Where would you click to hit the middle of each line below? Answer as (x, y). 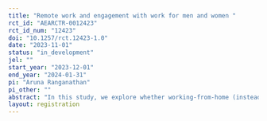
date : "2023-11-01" (41, 45)
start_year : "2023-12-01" (51, 68)
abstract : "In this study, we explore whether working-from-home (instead (135, 97)
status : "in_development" (51, 53)
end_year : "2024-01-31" (48, 75)
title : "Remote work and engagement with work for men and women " (122, 16)
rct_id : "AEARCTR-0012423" (53, 23)
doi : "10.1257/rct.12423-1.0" (58, 38)
